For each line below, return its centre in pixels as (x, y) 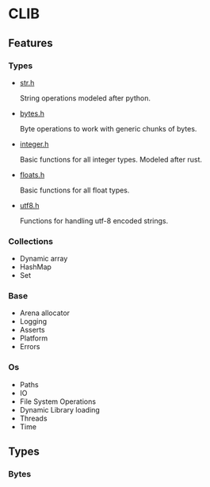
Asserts (32, 330)
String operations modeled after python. (85, 98)
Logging (33, 321)
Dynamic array (44, 259)
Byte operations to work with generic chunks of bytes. (108, 128)
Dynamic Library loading (60, 409)
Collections (31, 241)
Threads (33, 418)
